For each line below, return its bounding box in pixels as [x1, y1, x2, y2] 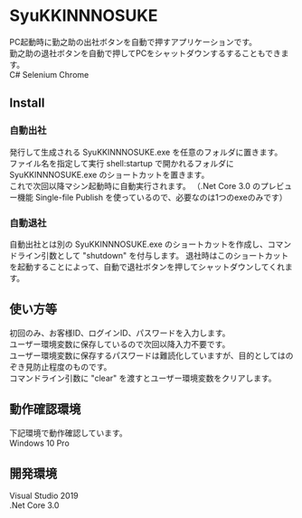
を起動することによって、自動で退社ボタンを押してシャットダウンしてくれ [9, 261, 285, 272]
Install [9, 96, 45, 111]
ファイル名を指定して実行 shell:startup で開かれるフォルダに [9, 157, 234, 168]
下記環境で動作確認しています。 [9, 427, 128, 438]
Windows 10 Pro [9, 438, 70, 448]
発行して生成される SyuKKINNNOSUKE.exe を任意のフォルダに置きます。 [9, 146, 283, 157]
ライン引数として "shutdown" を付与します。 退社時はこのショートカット [16, 250, 289, 260]
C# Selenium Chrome [9, 69, 90, 80]
